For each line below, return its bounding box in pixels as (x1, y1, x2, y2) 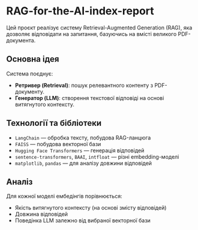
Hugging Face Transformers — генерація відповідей (14, 147, 145, 154)
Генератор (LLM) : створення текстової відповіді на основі (14, 94, 164, 101)
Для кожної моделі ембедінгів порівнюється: (6, 193, 122, 200)
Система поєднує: (6, 70, 53, 77)
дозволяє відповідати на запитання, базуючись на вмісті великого (6, 30, 177, 37)
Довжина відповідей (14, 211, 68, 218)
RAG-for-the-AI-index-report (6, 4, 154, 18)
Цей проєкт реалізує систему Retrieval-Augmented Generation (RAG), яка (6, 24, 193, 31)
